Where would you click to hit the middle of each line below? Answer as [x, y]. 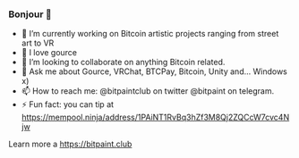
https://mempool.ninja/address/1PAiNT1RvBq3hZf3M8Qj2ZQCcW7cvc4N [155, 117]
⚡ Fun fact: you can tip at [67, 104]
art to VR [38, 43]
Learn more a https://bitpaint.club [70, 144]
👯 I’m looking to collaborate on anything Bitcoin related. [123, 62]
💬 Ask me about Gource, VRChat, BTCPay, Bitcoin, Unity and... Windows [154, 71]
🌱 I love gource [49, 53]
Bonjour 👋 [30, 14]
